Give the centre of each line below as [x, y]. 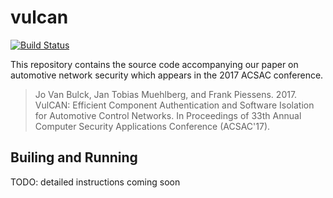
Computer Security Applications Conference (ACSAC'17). [152, 126]
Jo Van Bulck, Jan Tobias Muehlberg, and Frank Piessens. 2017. [166, 94]
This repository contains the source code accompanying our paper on [154, 64]
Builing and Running [74, 157]
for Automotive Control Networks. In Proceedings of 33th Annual [168, 115]
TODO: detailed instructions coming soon [95, 182]
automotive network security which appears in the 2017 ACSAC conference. [167, 75]
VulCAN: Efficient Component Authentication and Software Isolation [174, 105]
